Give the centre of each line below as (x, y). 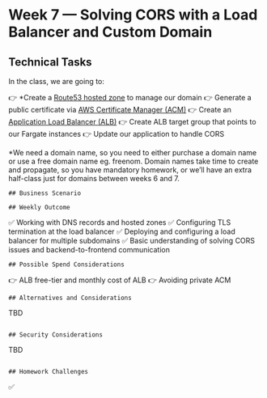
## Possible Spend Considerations (67, 265)
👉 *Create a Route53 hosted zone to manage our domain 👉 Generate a (130, 97)
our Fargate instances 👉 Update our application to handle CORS (117, 134)
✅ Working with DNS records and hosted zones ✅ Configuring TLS (120, 222)
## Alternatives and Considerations (70, 298)
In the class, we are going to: (57, 81)
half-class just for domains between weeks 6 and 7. (94, 178)
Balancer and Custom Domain (110, 32)
